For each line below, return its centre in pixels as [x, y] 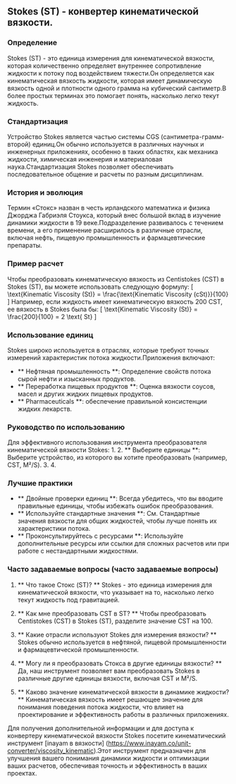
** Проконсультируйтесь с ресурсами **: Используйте [100, 536]
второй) [19, 144]
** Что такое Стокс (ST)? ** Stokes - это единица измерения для [115, 584]
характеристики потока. [54, 529]
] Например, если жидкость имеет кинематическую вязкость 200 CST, [115, 301]
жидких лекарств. [45, 409]
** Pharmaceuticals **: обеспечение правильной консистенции [112, 401]
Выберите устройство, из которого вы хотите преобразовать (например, [117, 457]
